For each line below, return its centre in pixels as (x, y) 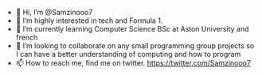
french (27, 37)
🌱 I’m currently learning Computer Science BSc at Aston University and (132, 29)
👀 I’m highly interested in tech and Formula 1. (89, 21)
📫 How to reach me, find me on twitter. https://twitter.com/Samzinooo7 (133, 63)
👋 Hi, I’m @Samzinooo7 (54, 12)
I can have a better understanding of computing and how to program (128, 54)
